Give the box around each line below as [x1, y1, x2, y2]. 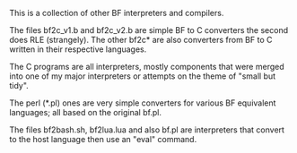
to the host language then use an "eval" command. [9, 134, 197, 144]
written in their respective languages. [9, 44, 147, 55]
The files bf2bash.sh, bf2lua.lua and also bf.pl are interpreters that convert [9, 124, 285, 135]
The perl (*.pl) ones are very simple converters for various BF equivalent [9, 98, 276, 108]
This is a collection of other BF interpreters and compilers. [9, 8, 224, 18]
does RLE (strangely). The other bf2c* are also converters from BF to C [9, 35, 273, 45]
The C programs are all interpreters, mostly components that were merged [9, 62, 284, 72]
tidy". [9, 81, 29, 90]
